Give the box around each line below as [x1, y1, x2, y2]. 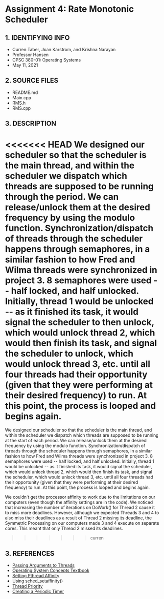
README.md [12, 90, 38, 95]
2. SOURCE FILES [5, 76, 59, 85]
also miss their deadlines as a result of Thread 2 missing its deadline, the [5, 515, 152, 521]
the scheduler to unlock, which [5, 348, 134, 359]
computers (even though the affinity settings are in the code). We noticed [5, 499, 153, 505]
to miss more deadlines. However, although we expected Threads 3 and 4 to [5, 510, 159, 516]
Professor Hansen [12, 52, 49, 58]
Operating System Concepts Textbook [12, 567, 90, 573]
